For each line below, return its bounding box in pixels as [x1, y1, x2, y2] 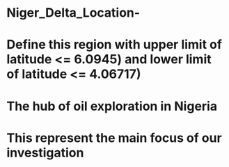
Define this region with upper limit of [6, 37, 222, 53]
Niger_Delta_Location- [6, 5, 141, 21]
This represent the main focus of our [6, 130, 222, 145]
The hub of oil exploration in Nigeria [6, 98, 217, 114]
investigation [6, 145, 84, 161]
